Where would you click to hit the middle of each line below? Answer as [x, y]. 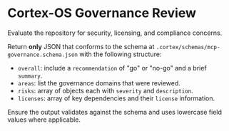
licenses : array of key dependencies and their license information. [116, 98]
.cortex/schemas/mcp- [188, 47]
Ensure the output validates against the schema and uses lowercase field [115, 112]
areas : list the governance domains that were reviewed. [99, 83]
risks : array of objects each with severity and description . [106, 90]
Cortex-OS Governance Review [102, 13]
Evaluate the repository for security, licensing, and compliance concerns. [115, 33]
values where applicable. [44, 120]
